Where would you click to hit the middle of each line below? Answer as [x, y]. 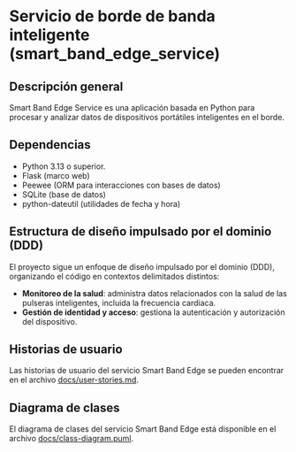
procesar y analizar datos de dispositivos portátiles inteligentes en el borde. [147, 117]
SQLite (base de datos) [64, 194]
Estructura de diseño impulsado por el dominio [140, 232]
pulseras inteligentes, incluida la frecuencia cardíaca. [119, 303]
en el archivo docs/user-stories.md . [74, 380]
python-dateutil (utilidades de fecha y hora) [101, 203]
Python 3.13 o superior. [64, 166]
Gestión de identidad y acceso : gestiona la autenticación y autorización [153, 312]
